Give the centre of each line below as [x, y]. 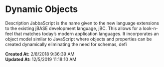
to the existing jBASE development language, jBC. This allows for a [74, 28]
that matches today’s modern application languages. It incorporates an [86, 33]
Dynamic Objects [42, 9]
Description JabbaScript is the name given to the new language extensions [82, 23]
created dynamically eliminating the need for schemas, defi [66, 44]
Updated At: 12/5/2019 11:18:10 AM [41, 59]
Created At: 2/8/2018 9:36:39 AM [40, 54]
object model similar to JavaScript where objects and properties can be [79, 39]
